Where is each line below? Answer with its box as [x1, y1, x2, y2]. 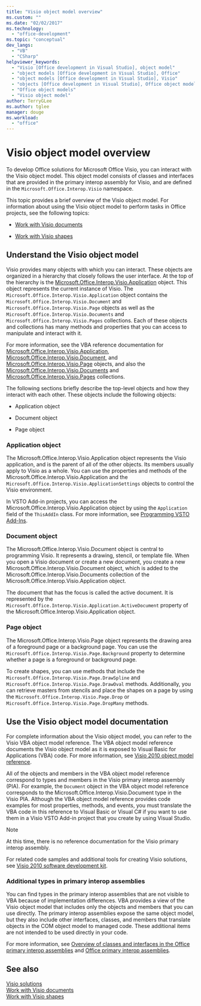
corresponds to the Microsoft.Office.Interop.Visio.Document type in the [6, 789, 182, 796]
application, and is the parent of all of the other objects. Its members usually [6, 461, 194, 468]
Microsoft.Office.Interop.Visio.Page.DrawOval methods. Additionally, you [6, 680, 191, 687]
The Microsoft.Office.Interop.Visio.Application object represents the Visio [6, 454, 187, 462]
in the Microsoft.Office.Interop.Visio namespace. [6, 185, 133, 192]
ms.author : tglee [6, 103, 50, 110]
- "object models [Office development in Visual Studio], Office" [11, 70, 181, 76]
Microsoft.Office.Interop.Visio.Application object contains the [6, 291, 167, 299]
